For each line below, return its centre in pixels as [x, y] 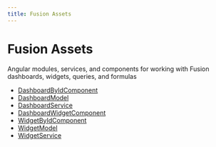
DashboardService [45, 105]
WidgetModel [38, 128]
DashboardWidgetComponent [62, 113]
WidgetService [40, 135]
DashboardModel [43, 97]
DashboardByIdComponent [58, 90]
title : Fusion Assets [40, 14]
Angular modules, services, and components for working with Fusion [108, 69]
